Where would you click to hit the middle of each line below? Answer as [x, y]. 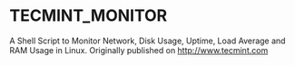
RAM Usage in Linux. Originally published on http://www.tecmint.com [139, 50]
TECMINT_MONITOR [88, 16]
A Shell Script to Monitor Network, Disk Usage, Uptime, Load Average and [147, 41]
